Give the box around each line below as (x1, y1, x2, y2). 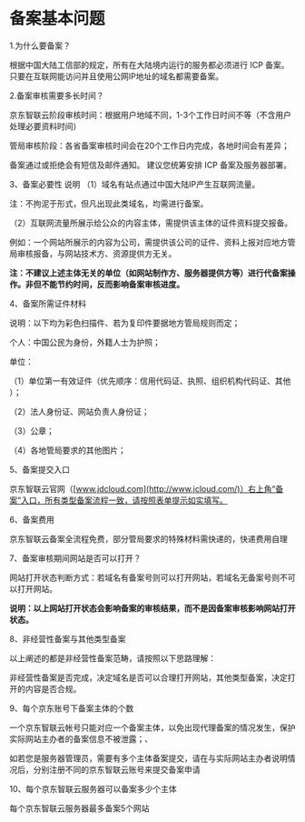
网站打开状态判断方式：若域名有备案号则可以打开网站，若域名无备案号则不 (9, 572, 288, 583)
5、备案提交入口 (9, 464, 71, 475)
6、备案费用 (9, 514, 54, 525)
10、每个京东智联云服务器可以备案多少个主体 (9, 783, 177, 794)
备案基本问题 (9, 8, 106, 29)
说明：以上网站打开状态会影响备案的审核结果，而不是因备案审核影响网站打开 (9, 602, 296, 614)
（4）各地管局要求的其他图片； (9, 445, 127, 456)
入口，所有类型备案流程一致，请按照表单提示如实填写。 (21, 495, 229, 506)
